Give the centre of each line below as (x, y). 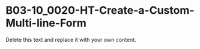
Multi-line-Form (46, 23)
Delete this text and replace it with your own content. (71, 39)
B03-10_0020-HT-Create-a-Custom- (100, 10)
